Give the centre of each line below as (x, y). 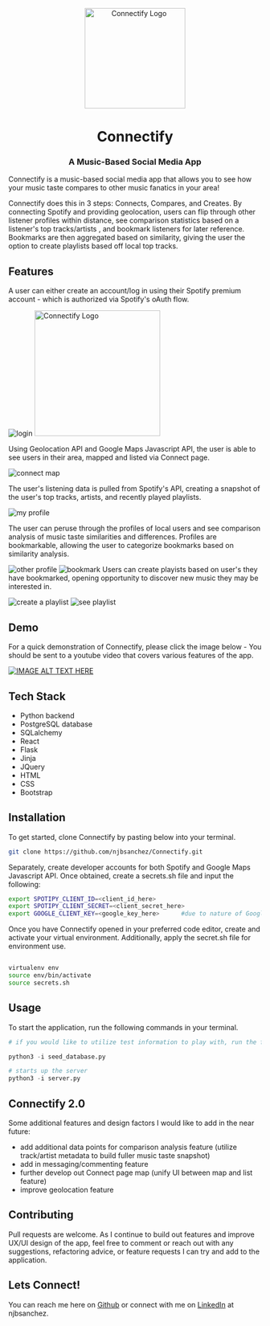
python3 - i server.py (45, 1078)
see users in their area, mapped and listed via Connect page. (109, 457)
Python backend (47, 715)
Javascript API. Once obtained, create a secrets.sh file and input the (121, 875)
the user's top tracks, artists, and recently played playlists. (105, 497)
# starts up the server (48, 1071)
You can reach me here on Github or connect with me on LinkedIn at (121, 1304)
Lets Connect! (44, 1285)
